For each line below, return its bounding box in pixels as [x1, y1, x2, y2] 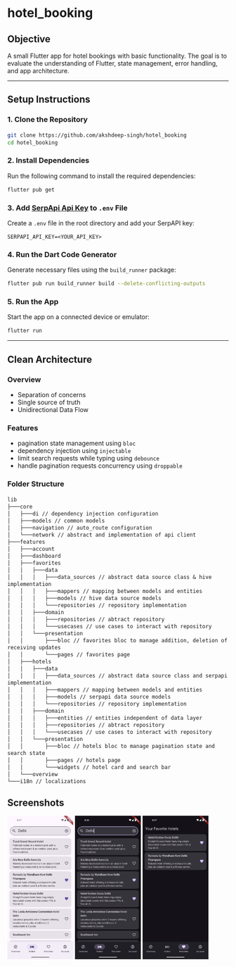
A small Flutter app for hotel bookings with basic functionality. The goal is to [7, 51, 227, 60]
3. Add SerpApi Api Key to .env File [7, 203, 128, 213]
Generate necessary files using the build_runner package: [7, 266, 177, 274]
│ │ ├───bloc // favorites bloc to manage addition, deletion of [7, 637, 228, 644]
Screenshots [7, 797, 65, 809]
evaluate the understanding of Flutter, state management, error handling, [7, 59, 218, 68]
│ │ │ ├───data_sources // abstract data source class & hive [7, 573, 212, 580]
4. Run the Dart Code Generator [7, 249, 117, 259]
